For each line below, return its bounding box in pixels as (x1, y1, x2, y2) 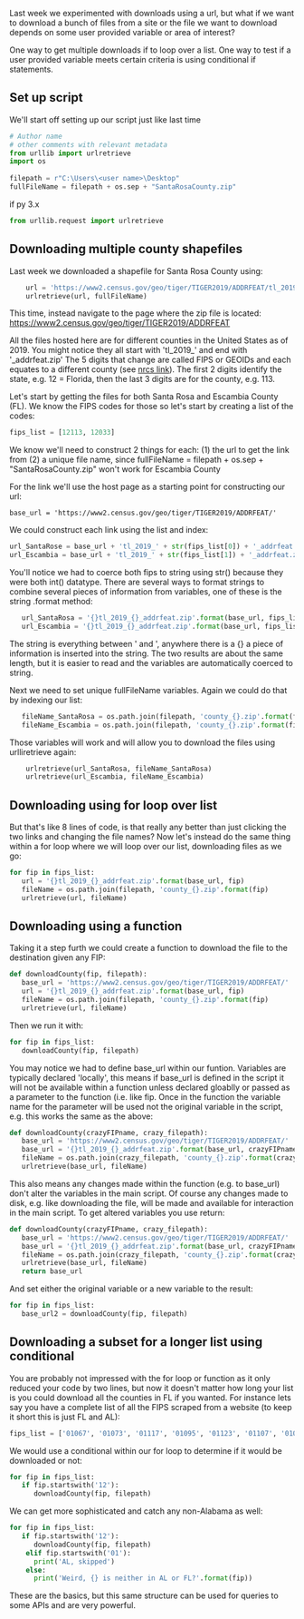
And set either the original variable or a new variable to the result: (9, 1283, 253, 1294)
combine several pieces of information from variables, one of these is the (9, 586, 282, 597)
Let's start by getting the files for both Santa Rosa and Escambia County (9, 391, 279, 402)
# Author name (9, 132, 63, 141)
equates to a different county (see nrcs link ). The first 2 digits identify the (9, 364, 282, 375)
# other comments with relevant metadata (9, 140, 168, 149)
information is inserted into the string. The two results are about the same (9, 648, 283, 659)
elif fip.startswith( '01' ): (25, 1548, 131, 1557)
